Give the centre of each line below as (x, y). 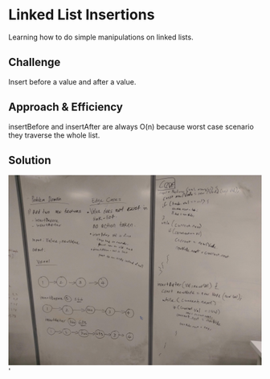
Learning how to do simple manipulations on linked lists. (101, 37)
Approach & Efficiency (65, 107)
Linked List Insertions (82, 15)
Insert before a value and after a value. (72, 81)
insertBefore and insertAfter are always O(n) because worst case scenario (131, 126)
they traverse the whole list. (54, 135)
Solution (30, 160)
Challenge (35, 62)
